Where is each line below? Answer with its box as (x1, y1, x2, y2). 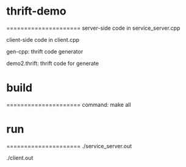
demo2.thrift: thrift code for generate (6, 60, 99, 67)
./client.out (6, 154, 34, 162)
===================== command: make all (6, 101, 131, 108)
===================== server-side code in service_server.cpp (6, 24, 181, 32)
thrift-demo (6, 4, 66, 18)
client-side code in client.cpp (6, 36, 80, 43)
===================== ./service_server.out (6, 142, 132, 149)
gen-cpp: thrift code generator (6, 47, 84, 55)
